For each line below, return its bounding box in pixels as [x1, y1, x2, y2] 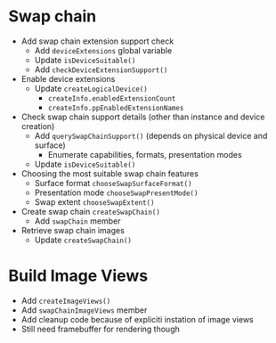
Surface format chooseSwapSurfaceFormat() [34, 177, 192, 188]
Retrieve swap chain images [20, 225, 126, 235]
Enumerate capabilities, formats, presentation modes [47, 149, 242, 159]
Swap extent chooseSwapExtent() [34, 196, 155, 207]
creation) [20, 120, 55, 131]
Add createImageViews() [20, 295, 111, 306]
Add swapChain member [34, 216, 121, 226]
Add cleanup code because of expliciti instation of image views [20, 314, 255, 324]
